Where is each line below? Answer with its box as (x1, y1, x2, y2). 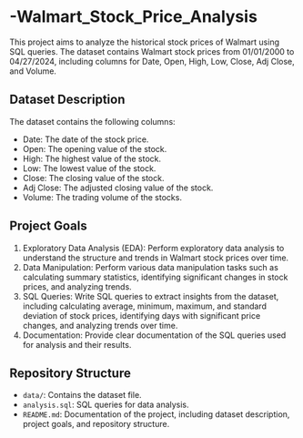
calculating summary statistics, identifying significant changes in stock (22, 271, 288, 282)
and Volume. (9, 66, 57, 76)
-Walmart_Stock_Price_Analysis (9, 6, 258, 27)
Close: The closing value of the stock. (22, 172, 165, 183)
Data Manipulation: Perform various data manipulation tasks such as (22, 261, 279, 272)
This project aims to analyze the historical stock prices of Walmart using (9, 36, 280, 47)
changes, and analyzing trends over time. (22, 320, 178, 331)
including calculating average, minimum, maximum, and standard (22, 300, 267, 311)
